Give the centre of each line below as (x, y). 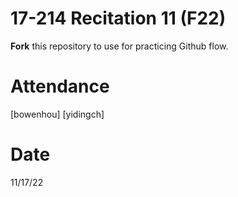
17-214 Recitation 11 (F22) (118, 18)
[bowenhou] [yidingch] (57, 114)
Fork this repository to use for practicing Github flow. (119, 46)
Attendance (60, 86)
